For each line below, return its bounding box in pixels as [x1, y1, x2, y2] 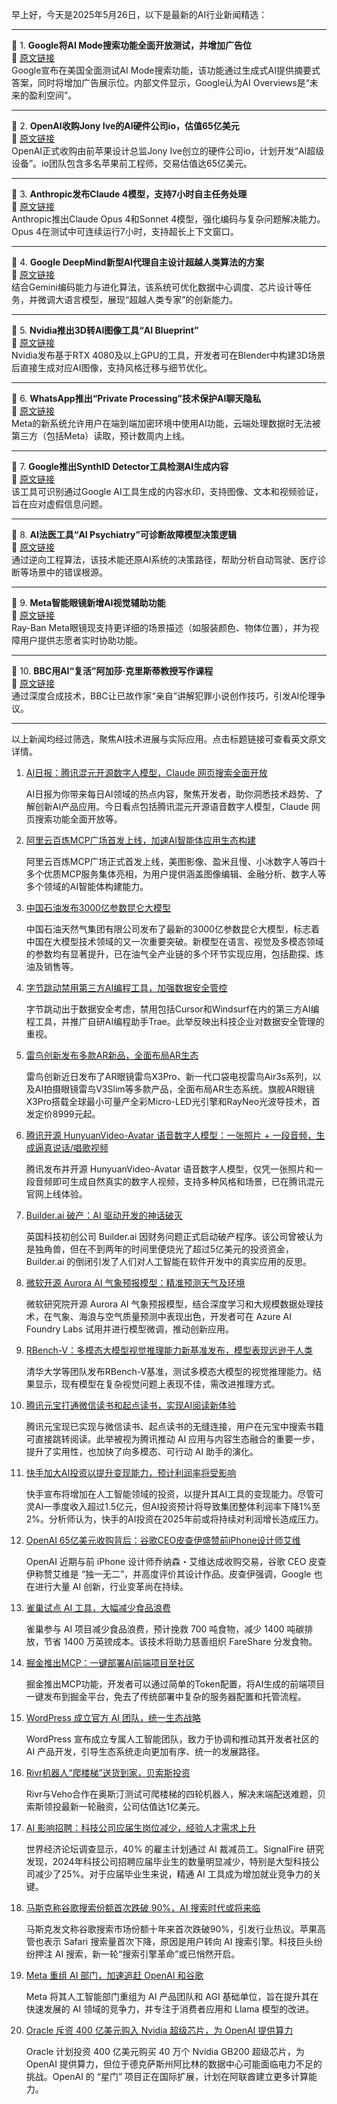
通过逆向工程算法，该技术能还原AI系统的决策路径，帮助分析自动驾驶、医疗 [11, 554, 318, 565]
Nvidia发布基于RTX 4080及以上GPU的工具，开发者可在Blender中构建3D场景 [11, 349, 326, 361]
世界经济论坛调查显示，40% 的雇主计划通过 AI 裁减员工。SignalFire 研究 [25, 1843, 324, 1855]
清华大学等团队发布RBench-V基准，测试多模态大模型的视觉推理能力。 [25, 1366, 314, 1377]
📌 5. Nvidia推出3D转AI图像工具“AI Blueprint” [11, 324, 199, 336]
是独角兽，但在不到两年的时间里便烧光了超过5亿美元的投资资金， [25, 1243, 295, 1255]
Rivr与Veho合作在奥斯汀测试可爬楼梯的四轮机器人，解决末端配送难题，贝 [25, 1788, 327, 1800]
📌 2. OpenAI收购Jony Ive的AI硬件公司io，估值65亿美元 [11, 120, 240, 132]
